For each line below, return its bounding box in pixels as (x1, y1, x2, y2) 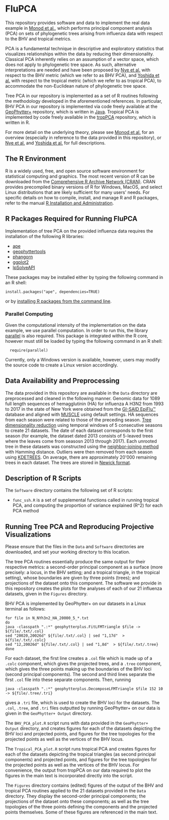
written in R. (5, 119, 30, 125)
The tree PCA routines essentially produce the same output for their (5, 559, 146, 565)
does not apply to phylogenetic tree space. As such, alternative (5, 61, 137, 67)
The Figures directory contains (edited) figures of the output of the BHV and (5, 782, 163, 788)
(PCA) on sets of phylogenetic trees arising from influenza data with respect (5, 30, 163, 36)
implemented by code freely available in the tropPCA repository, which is (5, 114, 156, 120)
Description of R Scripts (5, 474, 81, 483)
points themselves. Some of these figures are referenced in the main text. (5, 809, 157, 815)
